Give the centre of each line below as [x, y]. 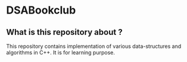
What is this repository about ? [65, 32]
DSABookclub [41, 10]
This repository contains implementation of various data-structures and [94, 46]
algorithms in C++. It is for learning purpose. [60, 53]
